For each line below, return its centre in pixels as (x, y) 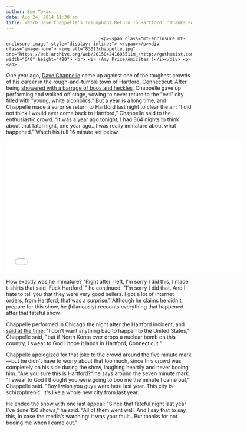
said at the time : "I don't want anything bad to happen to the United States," (98, 331)
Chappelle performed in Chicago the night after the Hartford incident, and (95, 324)
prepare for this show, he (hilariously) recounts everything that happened (95, 307)
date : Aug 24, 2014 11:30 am (42, 17)
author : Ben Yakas (29, 12)
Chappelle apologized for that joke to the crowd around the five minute (92, 355)
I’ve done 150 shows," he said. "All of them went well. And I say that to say (96, 410)
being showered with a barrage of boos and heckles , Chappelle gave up (94, 88)
